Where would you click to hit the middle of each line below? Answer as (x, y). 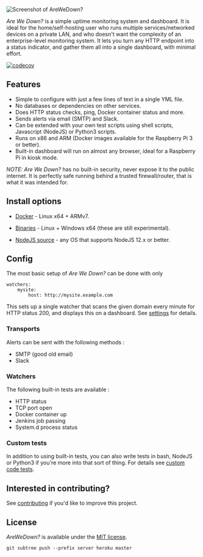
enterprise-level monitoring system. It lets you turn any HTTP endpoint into (100, 41)
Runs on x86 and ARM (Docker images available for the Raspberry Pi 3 (104, 138)
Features (23, 84)
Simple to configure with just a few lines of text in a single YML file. (99, 99)
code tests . (20, 469)
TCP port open (34, 408)
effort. (14, 54)
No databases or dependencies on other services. (78, 105)
